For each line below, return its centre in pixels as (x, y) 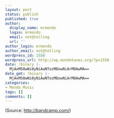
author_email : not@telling (33, 51)
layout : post (19, 10)
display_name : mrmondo (33, 28)
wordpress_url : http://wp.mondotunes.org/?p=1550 (57, 60)
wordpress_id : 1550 (25, 55)
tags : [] (14, 92)
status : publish (22, 14)
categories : (17, 83)
